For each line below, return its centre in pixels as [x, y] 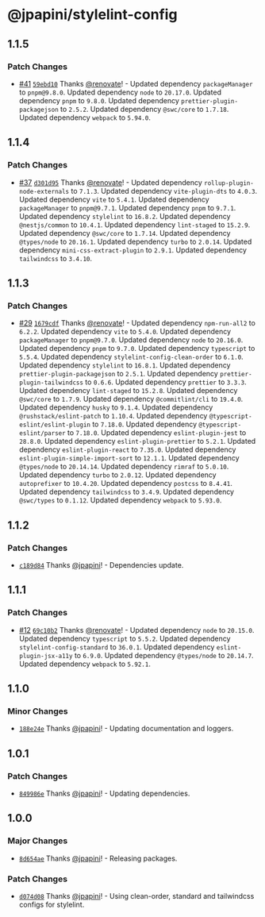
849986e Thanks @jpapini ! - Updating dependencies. [104, 793]
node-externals [44, 191]
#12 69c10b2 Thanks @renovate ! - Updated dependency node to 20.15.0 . [136, 630]
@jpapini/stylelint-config [92, 15]
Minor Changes [38, 711]
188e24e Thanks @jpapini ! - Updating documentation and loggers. [126, 729]
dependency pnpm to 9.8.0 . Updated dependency [99, 100]
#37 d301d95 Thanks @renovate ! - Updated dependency [111, 182]
